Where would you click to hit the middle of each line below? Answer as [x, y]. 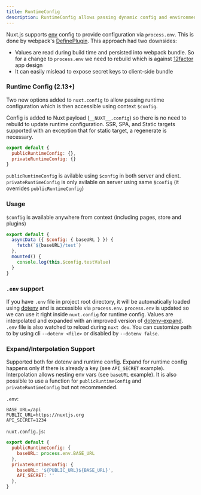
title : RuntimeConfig [33, 12]
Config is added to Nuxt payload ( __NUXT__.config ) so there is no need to [96, 118]
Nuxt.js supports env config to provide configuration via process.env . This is [100, 34]
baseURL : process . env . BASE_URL [56, 453]
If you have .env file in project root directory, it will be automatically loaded [98, 301]
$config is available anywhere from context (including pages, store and [94, 217]
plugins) [16, 223]
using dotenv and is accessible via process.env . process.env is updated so [98, 308]
